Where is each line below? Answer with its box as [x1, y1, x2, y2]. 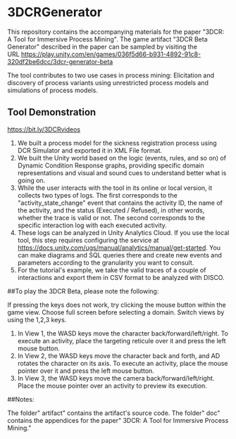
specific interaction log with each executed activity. [17, 221, 168, 229]
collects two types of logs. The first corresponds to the [17, 191, 178, 199]
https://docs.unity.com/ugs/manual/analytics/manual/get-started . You [17, 243, 221, 252]
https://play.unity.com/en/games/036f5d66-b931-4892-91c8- [20, 50, 201, 58]
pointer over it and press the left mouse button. [17, 367, 155, 375]
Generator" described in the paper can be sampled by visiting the [7, 42, 197, 51]
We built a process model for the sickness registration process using [17, 139, 217, 147]
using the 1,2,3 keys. [7, 315, 67, 324]
